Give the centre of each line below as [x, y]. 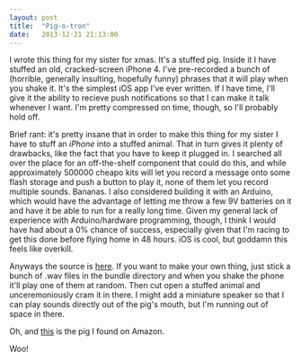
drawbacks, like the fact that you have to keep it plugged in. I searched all [146, 154]
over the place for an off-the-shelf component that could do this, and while [148, 163]
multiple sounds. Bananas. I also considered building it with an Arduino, [142, 192]
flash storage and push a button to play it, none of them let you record [139, 182]
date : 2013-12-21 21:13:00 [64, 34]
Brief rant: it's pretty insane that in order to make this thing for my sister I [144, 135]
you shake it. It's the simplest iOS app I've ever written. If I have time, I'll [142, 88]
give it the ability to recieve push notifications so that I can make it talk [139, 98]
